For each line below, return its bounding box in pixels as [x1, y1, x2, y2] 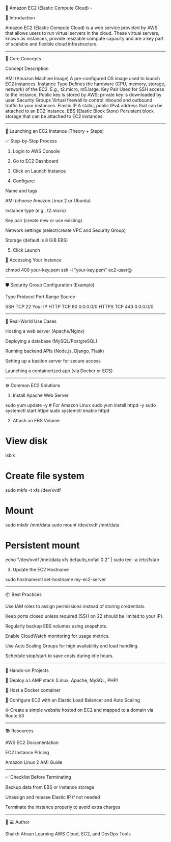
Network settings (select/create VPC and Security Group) [5, 227, 126, 233]
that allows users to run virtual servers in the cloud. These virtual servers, [5, 30, 160, 36]
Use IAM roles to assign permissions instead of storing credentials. [5, 603, 146, 609]
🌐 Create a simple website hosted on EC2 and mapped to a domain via [5, 707, 154, 713]
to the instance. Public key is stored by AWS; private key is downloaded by [5, 92, 162, 98]
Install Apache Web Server [12, 392, 69, 398]
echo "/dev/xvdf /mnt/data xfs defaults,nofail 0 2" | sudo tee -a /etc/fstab [5, 557, 159, 563]
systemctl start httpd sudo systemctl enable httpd [5, 407, 109, 414]
